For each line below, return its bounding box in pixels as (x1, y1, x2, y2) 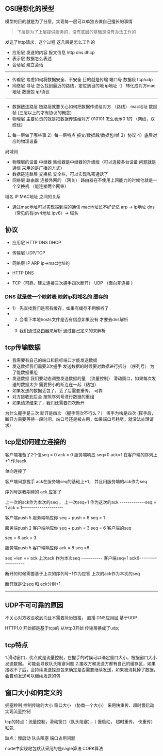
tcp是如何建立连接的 (5, 438, 66, 446)
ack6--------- (129, 555, 157, 561)
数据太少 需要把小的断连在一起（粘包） (20, 381, 98, 387)
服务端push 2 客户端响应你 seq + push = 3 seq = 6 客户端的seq (5, 525, 132, 531)
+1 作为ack (5, 458, 27, 464)
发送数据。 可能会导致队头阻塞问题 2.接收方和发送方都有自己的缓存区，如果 (5, 661, 156, 666)
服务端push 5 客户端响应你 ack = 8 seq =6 (5, 544, 90, 551)
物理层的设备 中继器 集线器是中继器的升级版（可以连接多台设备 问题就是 (12, 159, 156, 164)
